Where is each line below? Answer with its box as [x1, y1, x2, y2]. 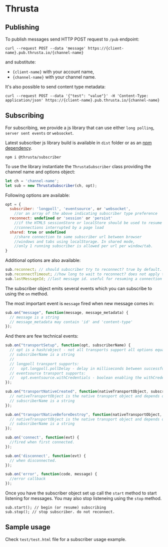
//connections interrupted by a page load [14, 225, 104, 230]
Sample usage [5, 523, 51, 531]
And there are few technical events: [5, 333, 78, 339]
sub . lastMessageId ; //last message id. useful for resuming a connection [5, 276, 162, 281]
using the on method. [5, 291, 48, 297]
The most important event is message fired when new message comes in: [5, 300, 154, 306]
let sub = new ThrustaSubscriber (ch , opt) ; [5, 183, 97, 188]
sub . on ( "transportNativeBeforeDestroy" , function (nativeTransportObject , [5, 412, 162, 417]
